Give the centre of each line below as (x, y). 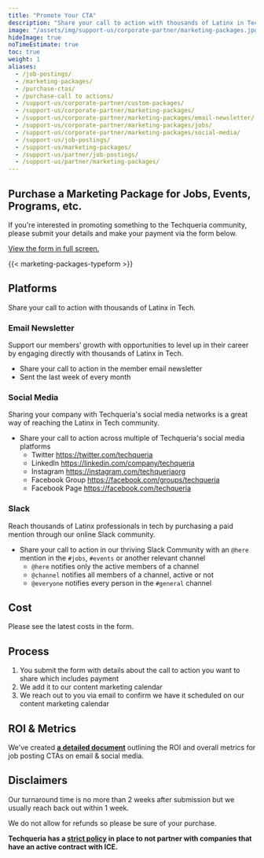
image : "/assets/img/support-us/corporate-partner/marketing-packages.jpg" (135, 30)
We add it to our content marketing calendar (91, 687)
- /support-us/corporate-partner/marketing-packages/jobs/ (114, 125)
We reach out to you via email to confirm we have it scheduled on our (132, 695)
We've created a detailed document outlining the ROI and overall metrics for (132, 748)
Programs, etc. (45, 206)
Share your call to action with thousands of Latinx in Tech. (102, 307)
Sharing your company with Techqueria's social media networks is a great (128, 415)
